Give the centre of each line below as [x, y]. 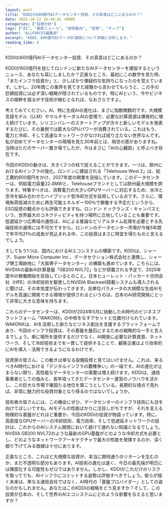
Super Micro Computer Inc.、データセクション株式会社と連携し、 [81, 257]
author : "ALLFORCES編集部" [32, 33]
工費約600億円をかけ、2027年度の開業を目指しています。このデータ [76, 177]
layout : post [19, 10]
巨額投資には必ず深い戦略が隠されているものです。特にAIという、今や [77, 93]
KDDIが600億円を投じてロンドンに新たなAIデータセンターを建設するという [83, 68]
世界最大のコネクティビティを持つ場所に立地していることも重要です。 [90, 215]
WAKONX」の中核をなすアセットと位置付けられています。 [100, 318]
